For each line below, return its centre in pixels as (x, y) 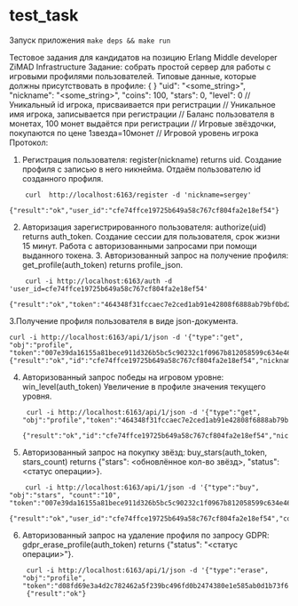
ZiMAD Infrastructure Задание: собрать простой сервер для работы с (140, 67)
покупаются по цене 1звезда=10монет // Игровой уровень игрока (134, 133)
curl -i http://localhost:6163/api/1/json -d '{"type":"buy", (142, 487)
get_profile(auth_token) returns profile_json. (102, 264)
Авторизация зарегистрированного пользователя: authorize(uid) (144, 227)
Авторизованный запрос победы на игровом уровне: (123, 377)
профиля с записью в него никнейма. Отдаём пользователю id (141, 169)
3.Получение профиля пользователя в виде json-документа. (124, 320)
